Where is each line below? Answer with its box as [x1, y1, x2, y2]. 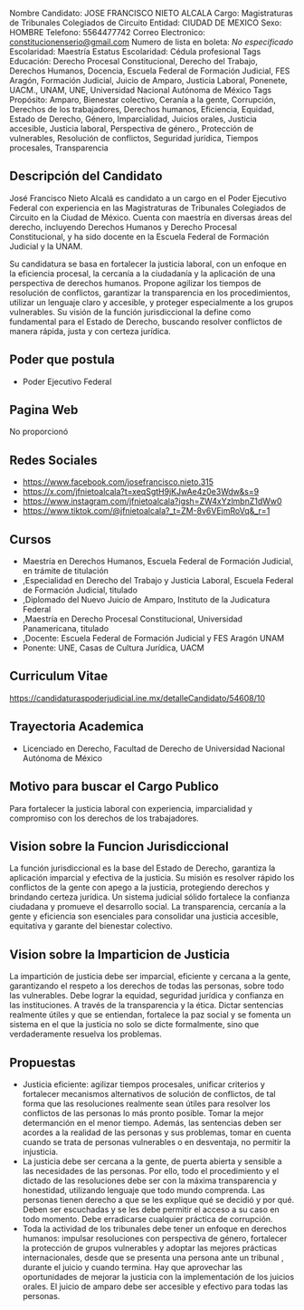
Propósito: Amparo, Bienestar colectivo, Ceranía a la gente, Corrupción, [9, 94, 276, 105]
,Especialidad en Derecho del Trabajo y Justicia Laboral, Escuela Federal [22, 575, 294, 586]
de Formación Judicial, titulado [22, 584, 138, 596]
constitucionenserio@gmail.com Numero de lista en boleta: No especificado [9, 36, 294, 47]
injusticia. [22, 1146, 59, 1157]
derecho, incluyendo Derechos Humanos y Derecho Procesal [9, 221, 238, 232]
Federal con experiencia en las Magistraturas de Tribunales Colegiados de [9, 202, 287, 213]
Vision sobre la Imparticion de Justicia [9, 947, 231, 962]
